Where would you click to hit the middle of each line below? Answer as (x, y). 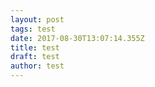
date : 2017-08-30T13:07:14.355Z (77, 38)
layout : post (37, 19)
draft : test (35, 57)
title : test (35, 47)
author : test (37, 66)
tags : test (33, 29)
